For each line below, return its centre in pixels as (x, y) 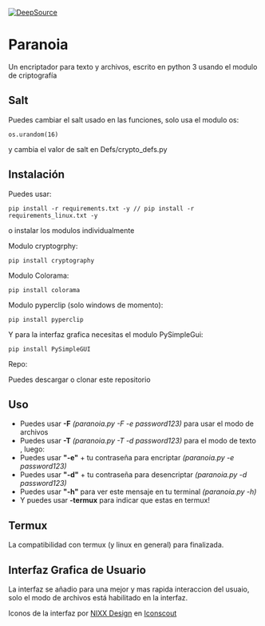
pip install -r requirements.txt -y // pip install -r (101, 208)
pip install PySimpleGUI (49, 349)
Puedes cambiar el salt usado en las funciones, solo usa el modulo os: (124, 119)
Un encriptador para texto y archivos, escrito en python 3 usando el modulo (133, 66)
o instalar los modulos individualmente (71, 230)
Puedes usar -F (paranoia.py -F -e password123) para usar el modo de (136, 423)
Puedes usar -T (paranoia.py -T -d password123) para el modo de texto (138, 441)
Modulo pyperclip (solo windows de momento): (86, 305)
